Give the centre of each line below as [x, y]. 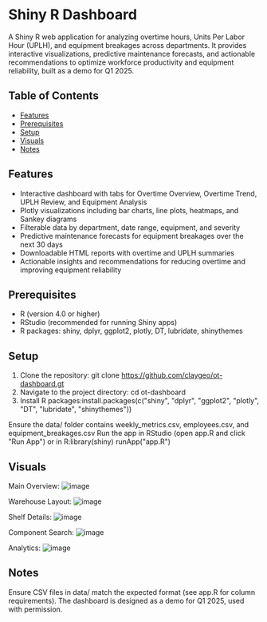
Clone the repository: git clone [69, 375]
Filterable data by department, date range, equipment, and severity [130, 227]
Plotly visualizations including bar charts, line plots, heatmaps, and [129, 210]
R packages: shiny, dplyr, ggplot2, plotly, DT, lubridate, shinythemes [131, 331]
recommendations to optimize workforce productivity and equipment [121, 62]
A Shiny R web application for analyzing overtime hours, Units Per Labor [127, 37]
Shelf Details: [30, 517]
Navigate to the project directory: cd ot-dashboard [102, 392]
